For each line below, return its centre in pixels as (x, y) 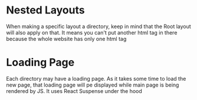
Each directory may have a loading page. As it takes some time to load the (96, 78)
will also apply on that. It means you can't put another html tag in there (92, 32)
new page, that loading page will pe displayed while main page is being (93, 85)
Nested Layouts (45, 10)
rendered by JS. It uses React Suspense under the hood (74, 91)
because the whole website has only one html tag (66, 39)
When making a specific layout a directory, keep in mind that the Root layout (99, 26)
